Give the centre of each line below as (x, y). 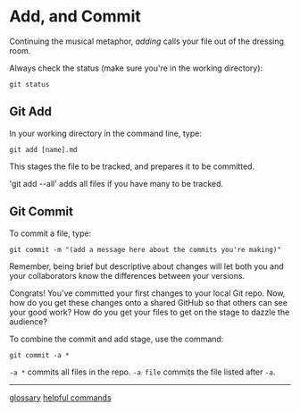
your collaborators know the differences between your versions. (127, 275)
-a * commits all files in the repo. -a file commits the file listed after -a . (142, 372)
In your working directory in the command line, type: (106, 133)
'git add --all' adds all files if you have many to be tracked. (117, 183)
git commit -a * (39, 355)
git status (29, 84)
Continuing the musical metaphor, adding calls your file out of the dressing (146, 41)
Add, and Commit (75, 17)
